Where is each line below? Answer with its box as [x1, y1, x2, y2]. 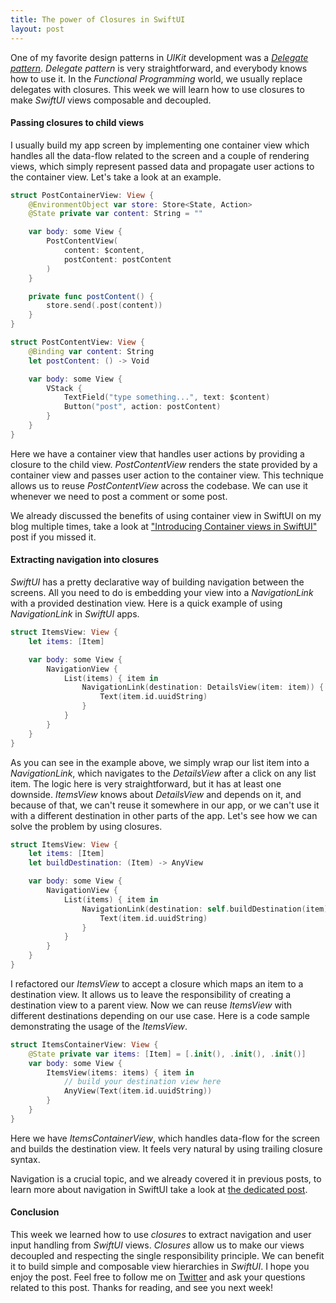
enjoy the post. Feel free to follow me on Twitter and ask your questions [10, 1271, 306, 1283]
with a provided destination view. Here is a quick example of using [10, 597, 283, 610]
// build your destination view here [63, 1077, 222, 1087]
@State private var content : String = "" [28, 209, 203, 219]
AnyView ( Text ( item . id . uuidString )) [63, 1086, 213, 1096]
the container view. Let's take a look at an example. [10, 171, 222, 183]
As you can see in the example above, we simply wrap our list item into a [10, 756, 310, 768]
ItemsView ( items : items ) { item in [46, 1067, 195, 1078]
